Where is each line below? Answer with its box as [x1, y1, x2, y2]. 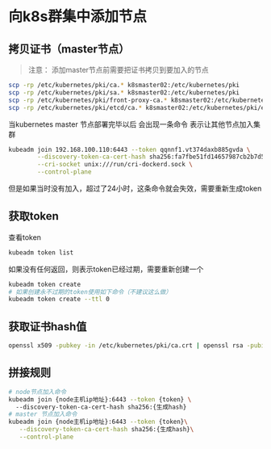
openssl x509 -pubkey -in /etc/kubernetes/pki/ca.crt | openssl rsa [8, 342, 244, 350]
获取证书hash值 [8, 320, 87, 334]
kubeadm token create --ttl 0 [8, 296, 110, 304]
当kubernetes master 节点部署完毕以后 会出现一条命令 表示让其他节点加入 [8, 119, 254, 129]
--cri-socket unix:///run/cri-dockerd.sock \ [37, 161, 194, 169]
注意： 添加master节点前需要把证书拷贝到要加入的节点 [27, 65, 210, 74]
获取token [8, 209, 59, 223]
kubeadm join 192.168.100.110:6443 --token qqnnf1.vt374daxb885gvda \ [8, 145, 251, 153]
